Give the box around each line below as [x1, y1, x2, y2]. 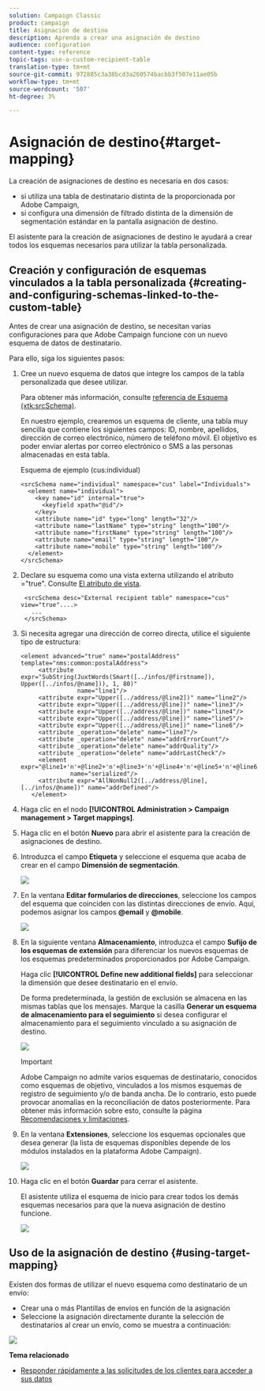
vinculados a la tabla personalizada [9, 276, 186, 289]
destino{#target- [108, 134, 222, 151]
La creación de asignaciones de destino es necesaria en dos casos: [9, 176, 230, 186]
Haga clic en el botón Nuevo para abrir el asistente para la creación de [20, 828, 251, 838]
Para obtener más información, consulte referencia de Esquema [20, 393, 228, 401]
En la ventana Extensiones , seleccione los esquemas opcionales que [20, 1129, 246, 1139]
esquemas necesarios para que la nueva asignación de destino [20, 1201, 226, 1209]
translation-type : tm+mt [9, 63, 91, 71]
